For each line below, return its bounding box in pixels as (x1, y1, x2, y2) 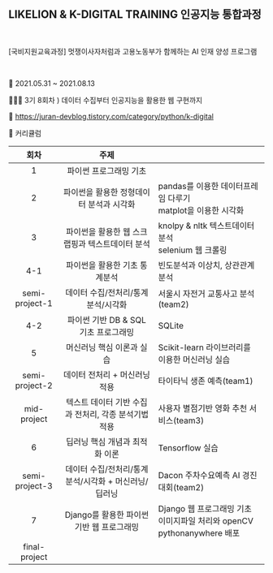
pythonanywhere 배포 (158, 527, 240, 538)
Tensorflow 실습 (158, 442, 219, 453)
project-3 (15, 480, 53, 491)
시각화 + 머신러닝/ (83, 476, 149, 487)
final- (23, 541, 45, 552)
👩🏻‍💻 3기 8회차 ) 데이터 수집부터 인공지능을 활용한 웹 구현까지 (8, 95, 203, 105)
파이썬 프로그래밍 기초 (67, 165, 147, 176)
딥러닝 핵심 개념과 (66, 436, 131, 447)
